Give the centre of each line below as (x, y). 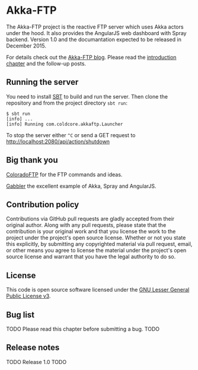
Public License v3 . (28, 296)
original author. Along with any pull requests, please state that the (86, 225)
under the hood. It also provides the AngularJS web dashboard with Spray (96, 33)
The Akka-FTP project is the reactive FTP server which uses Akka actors (95, 27)
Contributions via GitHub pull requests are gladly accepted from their (90, 219)
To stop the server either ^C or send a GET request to (71, 135)
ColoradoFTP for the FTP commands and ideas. (64, 174)
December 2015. (26, 46)
